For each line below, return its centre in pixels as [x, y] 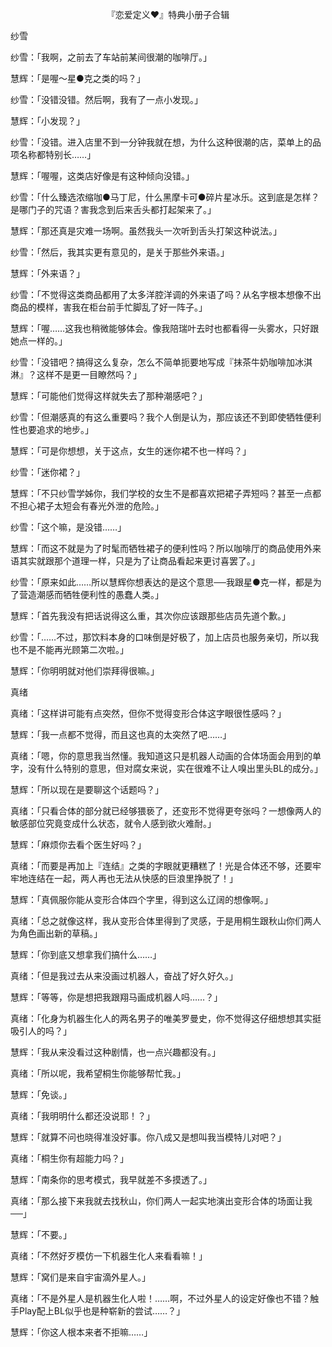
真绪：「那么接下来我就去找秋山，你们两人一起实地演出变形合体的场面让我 [161, 1201]
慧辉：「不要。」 [41, 1234]
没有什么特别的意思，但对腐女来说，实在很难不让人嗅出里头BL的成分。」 [175, 768]
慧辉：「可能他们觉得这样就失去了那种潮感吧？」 [109, 396]
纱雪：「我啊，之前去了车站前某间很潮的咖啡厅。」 [111, 57]
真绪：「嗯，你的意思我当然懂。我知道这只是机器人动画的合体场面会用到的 [161, 756]
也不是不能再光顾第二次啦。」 [69, 649]
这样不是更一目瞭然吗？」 [89, 374]
